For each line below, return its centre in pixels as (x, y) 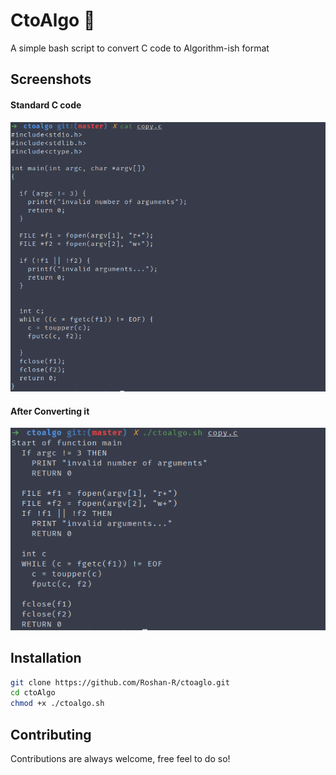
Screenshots (51, 79)
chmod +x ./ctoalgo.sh (57, 704)
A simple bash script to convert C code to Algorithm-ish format (140, 48)
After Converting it (50, 411)
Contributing (51, 734)
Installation (46, 658)
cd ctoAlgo (33, 693)
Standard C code (46, 105)
